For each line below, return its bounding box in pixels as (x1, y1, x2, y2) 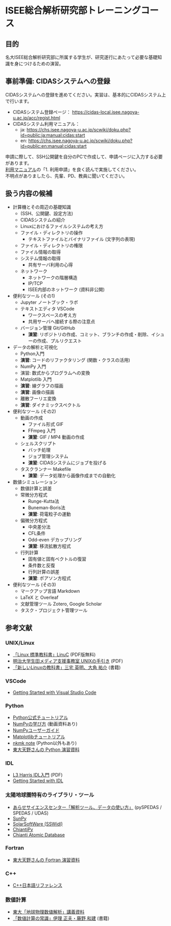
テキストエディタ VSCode (20, 305, 75, 312)
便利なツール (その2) (12, 408, 56, 414)
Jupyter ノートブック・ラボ (20, 299, 78, 305)
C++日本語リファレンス (12, 882, 63, 889)
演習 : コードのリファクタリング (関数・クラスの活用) (20, 357, 130, 363)
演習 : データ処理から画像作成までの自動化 (28, 472, 116, 478)
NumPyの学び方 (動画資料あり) (12, 721, 78, 727)
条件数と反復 (28, 562, 55, 568)
